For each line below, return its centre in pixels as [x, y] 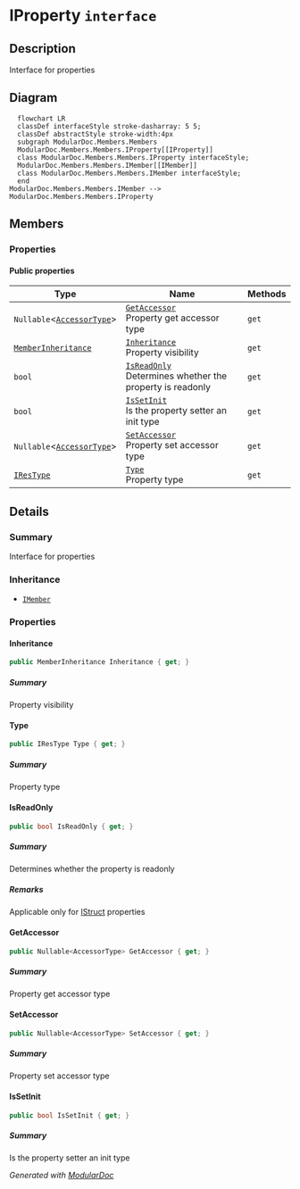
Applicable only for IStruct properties [77, 912]
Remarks [26, 889]
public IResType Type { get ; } [67, 744]
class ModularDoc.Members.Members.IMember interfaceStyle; [129, 173]
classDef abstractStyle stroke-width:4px [96, 134]
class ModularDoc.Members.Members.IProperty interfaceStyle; [133, 157]
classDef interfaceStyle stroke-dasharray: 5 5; [109, 126]
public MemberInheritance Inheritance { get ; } [100, 662]
